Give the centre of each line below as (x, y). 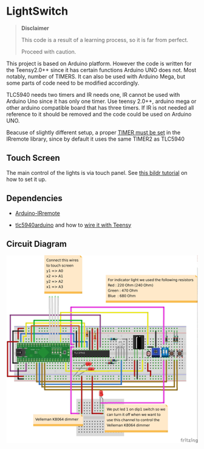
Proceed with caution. (49, 51)
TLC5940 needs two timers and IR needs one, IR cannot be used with (93, 94)
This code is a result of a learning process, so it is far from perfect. (105, 40)
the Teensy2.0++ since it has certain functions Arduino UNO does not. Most (101, 70)
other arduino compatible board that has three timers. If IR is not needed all (100, 107)
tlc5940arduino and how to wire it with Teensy (73, 225)
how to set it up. (26, 179)
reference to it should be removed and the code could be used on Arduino (99, 114)
